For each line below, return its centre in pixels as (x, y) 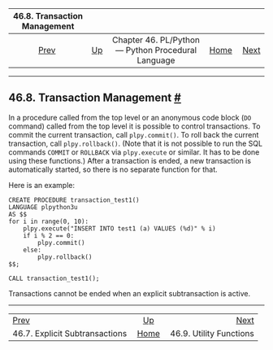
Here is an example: (42, 185)
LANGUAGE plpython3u (43, 207)
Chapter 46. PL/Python (156, 40)
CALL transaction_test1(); (54, 278)
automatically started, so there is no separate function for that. (113, 169)
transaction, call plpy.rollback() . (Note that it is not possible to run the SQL (135, 143)
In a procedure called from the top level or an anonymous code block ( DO (130, 117)
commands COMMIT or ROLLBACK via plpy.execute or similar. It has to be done (134, 152)
